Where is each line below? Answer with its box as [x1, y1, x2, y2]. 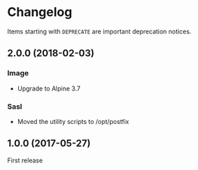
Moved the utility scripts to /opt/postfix [17, 117, 130, 125]
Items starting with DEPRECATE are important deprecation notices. [7, 27, 192, 36]
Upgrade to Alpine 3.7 [17, 84, 81, 93]
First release [7, 156, 43, 164]
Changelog [7, 4, 73, 20]
